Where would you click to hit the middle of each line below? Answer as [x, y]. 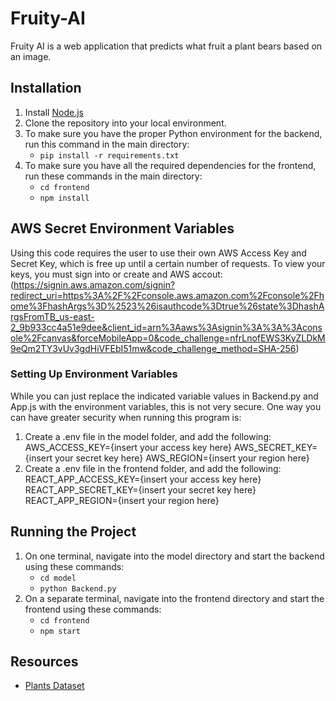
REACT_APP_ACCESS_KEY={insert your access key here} [143, 479]
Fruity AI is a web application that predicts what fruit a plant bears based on [166, 46]
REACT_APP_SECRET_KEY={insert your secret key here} [140, 489]
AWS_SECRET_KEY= [275, 447]
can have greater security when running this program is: [126, 417]
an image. [31, 56]
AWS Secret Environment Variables [122, 228]
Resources [44, 662]
